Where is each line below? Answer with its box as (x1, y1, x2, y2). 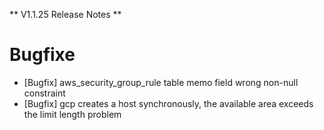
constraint (23, 87, 66, 99)
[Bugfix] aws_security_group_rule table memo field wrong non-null (23, 76, 299, 88)
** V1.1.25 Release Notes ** (9, 9, 122, 20)
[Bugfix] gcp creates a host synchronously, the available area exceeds (23, 97, 314, 109)
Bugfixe (9, 44, 76, 66)
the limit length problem (23, 108, 122, 120)
